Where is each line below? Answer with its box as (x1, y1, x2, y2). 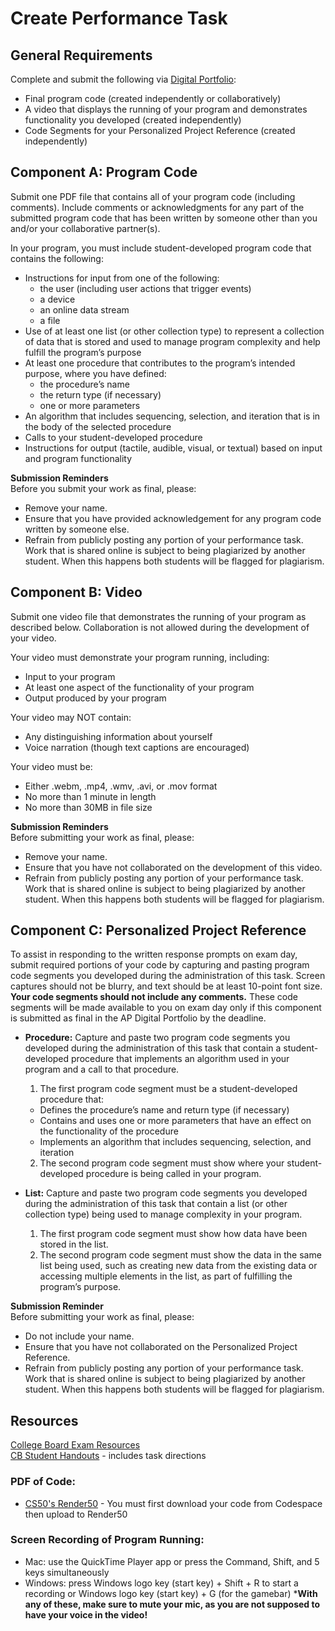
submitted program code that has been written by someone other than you (10, 212, 318, 224)
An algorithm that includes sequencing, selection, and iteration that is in (24, 410, 321, 422)
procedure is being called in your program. (85, 1168, 262, 1180)
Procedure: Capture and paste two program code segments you (24, 1032, 291, 1044)
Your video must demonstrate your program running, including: (10, 651, 270, 663)
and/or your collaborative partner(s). (10, 222, 161, 234)
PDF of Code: (10, 1475, 76, 1489)
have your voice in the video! (24, 1608, 148, 1621)
